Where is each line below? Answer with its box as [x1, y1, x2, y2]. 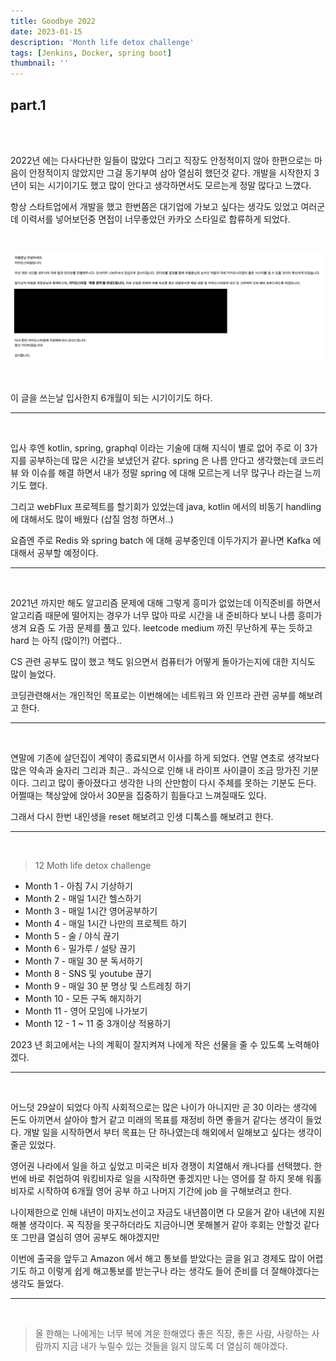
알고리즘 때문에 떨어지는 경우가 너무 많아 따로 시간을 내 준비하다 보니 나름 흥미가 [10, 609, 323, 621]
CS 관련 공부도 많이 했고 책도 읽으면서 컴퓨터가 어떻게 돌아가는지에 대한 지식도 [10, 655, 316, 667]
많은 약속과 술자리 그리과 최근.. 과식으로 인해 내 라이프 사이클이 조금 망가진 [10, 764, 301, 776]
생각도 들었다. [10, 1277, 65, 1289]
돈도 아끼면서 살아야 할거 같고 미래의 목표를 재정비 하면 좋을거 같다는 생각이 [10, 1113, 304, 1125]
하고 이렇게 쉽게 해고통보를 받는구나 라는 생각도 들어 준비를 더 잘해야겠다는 [28, 1265, 320, 1277]
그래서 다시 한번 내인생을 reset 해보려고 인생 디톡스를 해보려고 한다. [10, 810, 274, 822]
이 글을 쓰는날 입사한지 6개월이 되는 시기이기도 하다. [10, 391, 213, 404]
